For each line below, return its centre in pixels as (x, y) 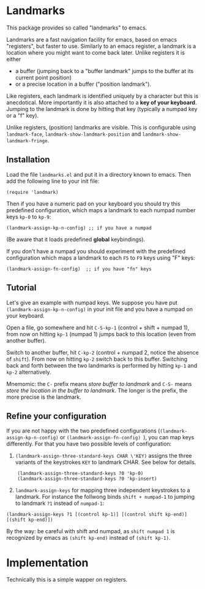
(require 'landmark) (33, 192)
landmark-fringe (27, 141)
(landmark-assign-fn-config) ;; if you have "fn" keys (79, 269)
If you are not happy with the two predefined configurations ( (83, 431)
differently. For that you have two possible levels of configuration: (89, 444)
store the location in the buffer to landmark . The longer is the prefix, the (97, 390)
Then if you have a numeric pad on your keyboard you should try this (93, 204)
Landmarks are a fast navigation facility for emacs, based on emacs (92, 39)
